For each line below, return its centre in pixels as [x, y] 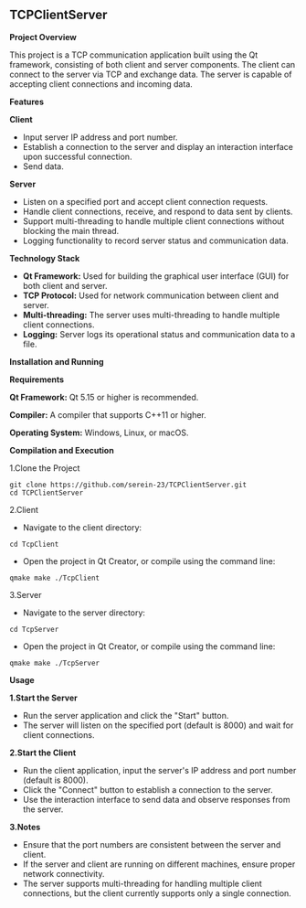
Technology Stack [45, 258]
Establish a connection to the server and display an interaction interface [158, 146]
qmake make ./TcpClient [55, 578]
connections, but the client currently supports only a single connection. [157, 893]
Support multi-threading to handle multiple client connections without [153, 221]
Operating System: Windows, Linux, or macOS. [99, 433]
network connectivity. [63, 873]
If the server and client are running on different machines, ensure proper [159, 864]
